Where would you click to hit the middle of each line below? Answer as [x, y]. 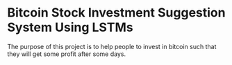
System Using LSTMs [70, 27]
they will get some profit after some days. [67, 54]
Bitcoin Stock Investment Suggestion [116, 13]
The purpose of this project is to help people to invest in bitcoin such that [112, 46]
